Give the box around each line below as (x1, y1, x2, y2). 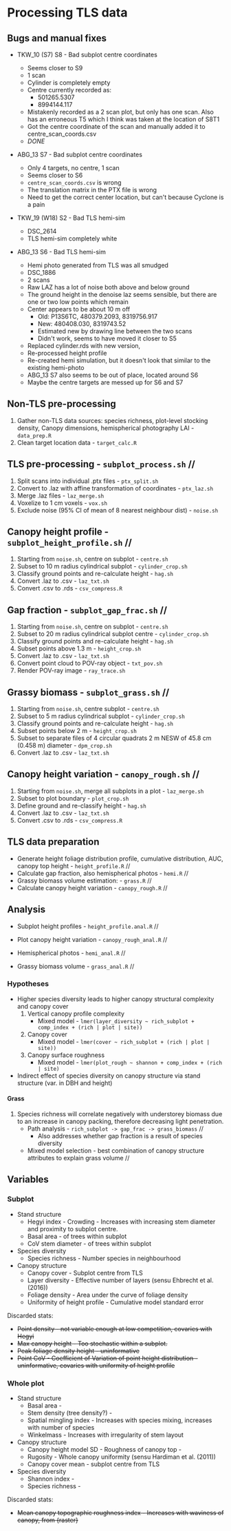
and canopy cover (16, 1002, 69, 1010)
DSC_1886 (27, 269, 56, 276)
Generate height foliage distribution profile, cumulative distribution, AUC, (16, 854, 223, 863)
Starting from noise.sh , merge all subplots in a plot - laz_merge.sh (16, 787, 204, 795)
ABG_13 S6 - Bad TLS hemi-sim (16, 248, 107, 256)
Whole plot (7, 1378, 45, 1388)
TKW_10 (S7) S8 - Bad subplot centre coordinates (16, 50, 158, 59)
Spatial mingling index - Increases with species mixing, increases (27, 1416, 212, 1424)
